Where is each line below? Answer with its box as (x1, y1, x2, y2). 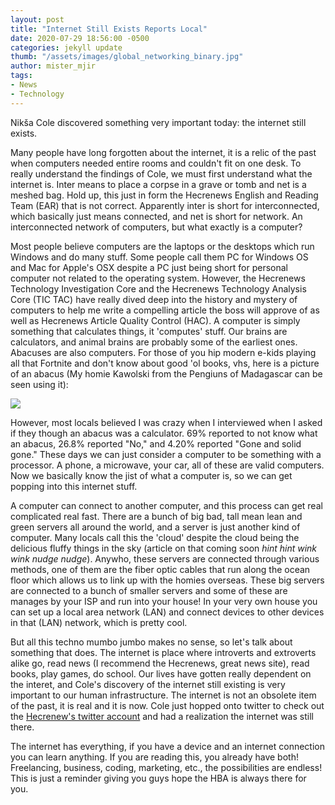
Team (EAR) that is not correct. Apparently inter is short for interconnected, (10, 199, 320, 211)
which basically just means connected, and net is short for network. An (10, 210, 303, 222)
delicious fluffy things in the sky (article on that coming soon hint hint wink (10, 542, 318, 554)
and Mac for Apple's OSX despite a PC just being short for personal (10, 261, 288, 273)
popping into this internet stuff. (10, 480, 138, 492)
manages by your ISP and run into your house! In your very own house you (10, 595, 318, 607)
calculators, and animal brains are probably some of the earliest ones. (10, 336, 298, 348)
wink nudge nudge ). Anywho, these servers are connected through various (10, 552, 320, 565)
